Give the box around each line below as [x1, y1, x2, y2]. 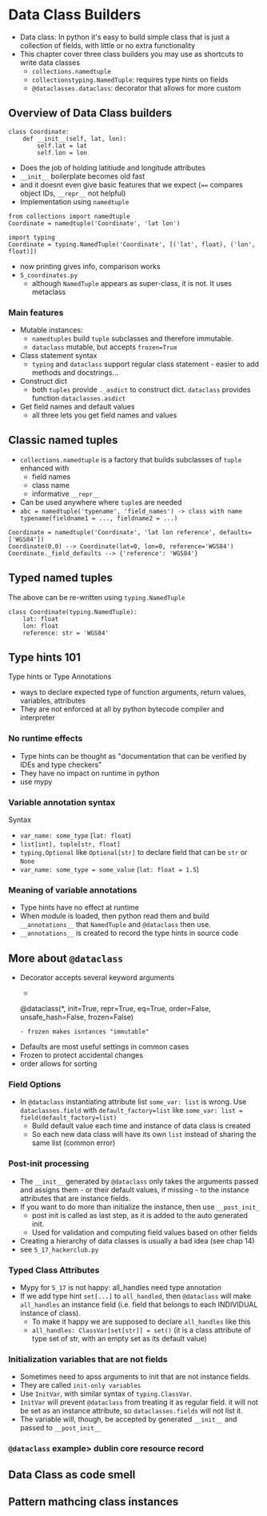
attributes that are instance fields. [19, 1193, 131, 1203]
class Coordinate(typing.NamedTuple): [8, 607, 137, 616]
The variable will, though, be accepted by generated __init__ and [19, 1414, 237, 1424]
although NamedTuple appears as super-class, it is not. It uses [31, 278, 232, 288]
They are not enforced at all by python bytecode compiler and [19, 704, 225, 714]
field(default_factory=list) [19, 1114, 118, 1123]
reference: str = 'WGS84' [22, 629, 110, 637]
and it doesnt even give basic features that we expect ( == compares [19, 179, 244, 189]
